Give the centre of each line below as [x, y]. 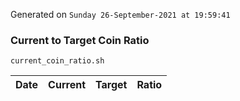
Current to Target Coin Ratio [80, 40]
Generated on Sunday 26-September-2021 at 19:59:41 [120, 14]
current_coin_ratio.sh [57, 61]
